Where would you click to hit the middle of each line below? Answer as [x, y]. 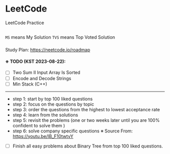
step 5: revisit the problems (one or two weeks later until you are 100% [86, 120]
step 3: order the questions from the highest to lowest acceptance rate [86, 109]
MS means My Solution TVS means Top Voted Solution [60, 37]
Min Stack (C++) [30, 84]
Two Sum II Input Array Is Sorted [46, 72]
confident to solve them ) [39, 125]
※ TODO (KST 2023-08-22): [35, 61]
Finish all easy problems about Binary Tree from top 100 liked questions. [88, 146]
